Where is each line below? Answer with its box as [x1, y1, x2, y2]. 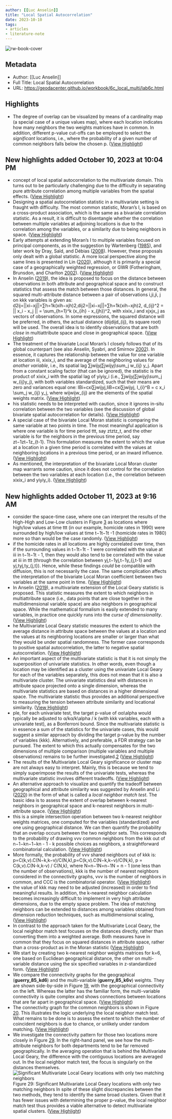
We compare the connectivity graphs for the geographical [12, 972, 136, 978]
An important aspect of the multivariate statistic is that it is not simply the [12, 655, 167, 662]
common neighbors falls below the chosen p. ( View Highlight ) [12, 141, 143, 147]
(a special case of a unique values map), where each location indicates [12, 119, 163, 125]
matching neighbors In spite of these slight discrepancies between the [12, 1086, 162, 1092]
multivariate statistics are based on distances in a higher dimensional [12, 688, 159, 694]
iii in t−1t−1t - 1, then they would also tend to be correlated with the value [12, 552, 165, 558]
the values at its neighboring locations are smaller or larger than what [12, 633, 159, 640]
